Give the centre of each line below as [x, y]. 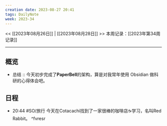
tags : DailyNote [22, 14]
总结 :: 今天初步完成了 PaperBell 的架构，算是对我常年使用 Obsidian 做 [83, 74]
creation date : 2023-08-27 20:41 [40, 10]
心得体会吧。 [34, 81]
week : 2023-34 [20, 19]
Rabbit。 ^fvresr [29, 119]
